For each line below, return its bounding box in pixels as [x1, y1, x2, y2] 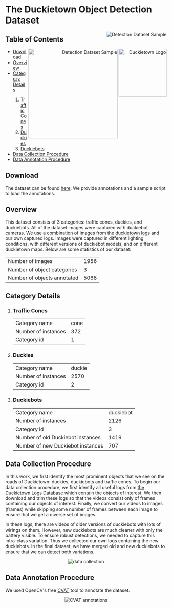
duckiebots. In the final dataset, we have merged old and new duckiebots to [5, 543, 165, 549]
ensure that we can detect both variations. [5, 549, 95, 555]
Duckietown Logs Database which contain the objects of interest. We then [5, 490, 162, 496]
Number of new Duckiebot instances [15, 442, 103, 449]
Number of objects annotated [8, 274, 79, 281]
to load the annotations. [5, 190, 55, 196]
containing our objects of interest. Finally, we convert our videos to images [5, 500, 163, 506]
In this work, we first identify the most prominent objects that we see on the [5, 473, 165, 479]
